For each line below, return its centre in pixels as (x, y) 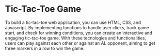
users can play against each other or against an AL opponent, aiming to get (80, 43)
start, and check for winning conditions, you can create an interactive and (79, 33)
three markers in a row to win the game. (45, 48)
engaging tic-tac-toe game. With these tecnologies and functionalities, (76, 38)
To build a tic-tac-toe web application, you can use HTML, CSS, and (73, 22)
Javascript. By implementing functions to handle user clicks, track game (77, 27)
